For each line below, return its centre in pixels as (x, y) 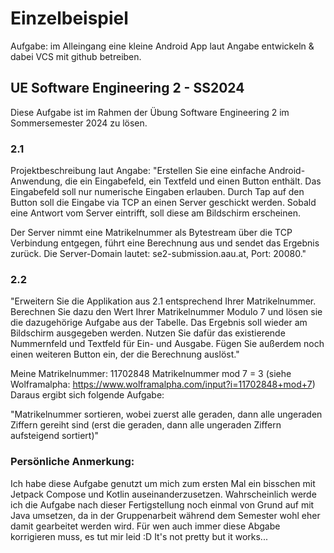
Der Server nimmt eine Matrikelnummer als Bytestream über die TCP (151, 233)
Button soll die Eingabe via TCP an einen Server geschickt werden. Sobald (163, 203)
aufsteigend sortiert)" (55, 436)
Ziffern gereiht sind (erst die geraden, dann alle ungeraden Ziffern (146, 425)
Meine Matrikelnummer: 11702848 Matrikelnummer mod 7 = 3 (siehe (151, 374)
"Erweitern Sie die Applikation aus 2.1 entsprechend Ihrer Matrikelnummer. (163, 301)
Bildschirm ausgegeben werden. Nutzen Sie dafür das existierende (148, 333)
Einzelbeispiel (69, 18)
